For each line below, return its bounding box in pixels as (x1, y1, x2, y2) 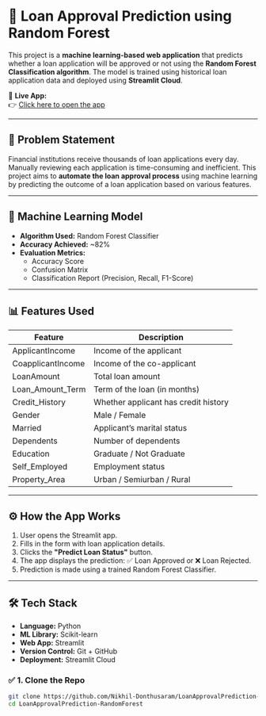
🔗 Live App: (8, 90, 47, 100)
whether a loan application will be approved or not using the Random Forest (8, 59, 257, 68)
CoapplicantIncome (12, 358, 85, 369)
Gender (12, 410, 40, 421)
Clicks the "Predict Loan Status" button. (19, 547, 153, 557)
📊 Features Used (8, 304, 95, 318)
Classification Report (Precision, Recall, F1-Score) (31, 273, 194, 282)
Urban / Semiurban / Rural (93, 474, 191, 485)
